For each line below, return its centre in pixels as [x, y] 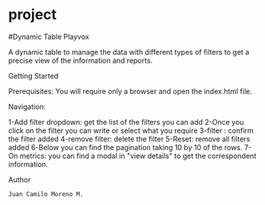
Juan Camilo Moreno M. [46, 194]
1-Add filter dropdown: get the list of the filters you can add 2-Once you [126, 122]
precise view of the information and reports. [81, 60]
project [33, 15]
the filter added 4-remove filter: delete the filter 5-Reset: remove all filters [129, 139]
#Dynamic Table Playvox [49, 37]
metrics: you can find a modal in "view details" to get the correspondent [138, 156]
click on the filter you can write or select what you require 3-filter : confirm [131, 130]
